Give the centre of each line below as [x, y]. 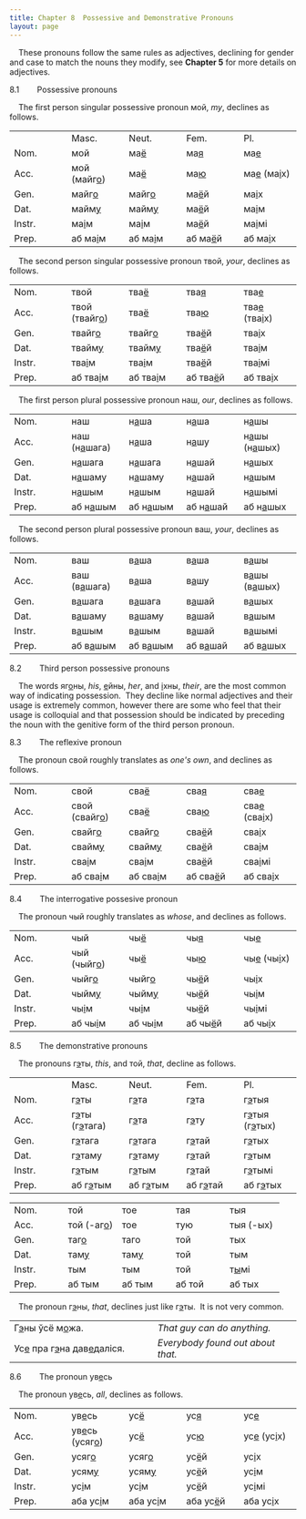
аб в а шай [207, 645]
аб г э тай [204, 1185]
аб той [190, 1284]
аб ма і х [260, 238]
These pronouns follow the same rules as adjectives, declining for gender [156, 52]
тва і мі [257, 363]
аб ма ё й [204, 238]
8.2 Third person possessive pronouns [90, 668]
